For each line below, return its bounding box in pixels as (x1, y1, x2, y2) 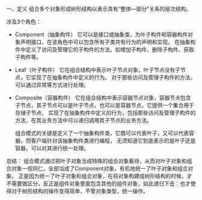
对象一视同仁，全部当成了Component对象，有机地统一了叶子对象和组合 (11, 165, 188, 172)
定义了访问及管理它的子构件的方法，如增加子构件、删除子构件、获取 (25, 46, 194, 53)
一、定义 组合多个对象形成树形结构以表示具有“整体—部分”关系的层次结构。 (6, 5, 192, 12)
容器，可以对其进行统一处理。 (14, 145, 89, 152)
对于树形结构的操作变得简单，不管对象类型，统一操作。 (11, 187, 148, 195)
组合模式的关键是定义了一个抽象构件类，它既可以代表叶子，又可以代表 (14, 130, 189, 137)
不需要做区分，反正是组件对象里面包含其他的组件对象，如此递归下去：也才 (6, 180, 191, 187)
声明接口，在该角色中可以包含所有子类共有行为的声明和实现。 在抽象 (20, 39, 191, 45)
